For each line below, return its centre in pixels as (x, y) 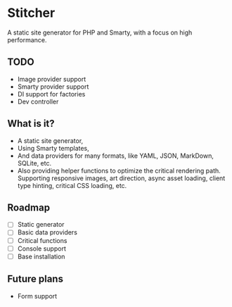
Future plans (35, 279)
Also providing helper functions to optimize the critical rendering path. (119, 170)
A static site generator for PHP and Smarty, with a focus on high (100, 32)
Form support (37, 296)
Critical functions (42, 240)
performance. (27, 39)
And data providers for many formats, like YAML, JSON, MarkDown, (116, 156)
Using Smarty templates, (53, 148)
